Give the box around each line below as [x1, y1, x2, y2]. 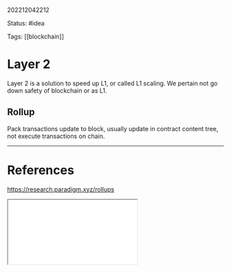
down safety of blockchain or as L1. [7, 86, 107, 95]
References [7, 162, 74, 178]
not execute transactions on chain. [7, 132, 105, 140]
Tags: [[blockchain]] [7, 32, 64, 41]
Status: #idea [7, 19, 45, 27]
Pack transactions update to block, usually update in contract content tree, [7, 124, 219, 133]
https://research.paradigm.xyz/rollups [7, 185, 115, 193]
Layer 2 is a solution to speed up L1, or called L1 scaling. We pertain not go [7, 79, 218, 87]
